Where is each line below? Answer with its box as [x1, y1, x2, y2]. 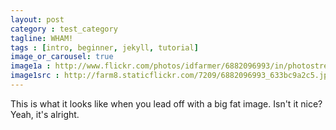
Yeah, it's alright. [10, 108, 80, 120]
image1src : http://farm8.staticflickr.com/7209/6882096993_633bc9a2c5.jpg [10, 71, 333, 81]
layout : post [10, 14, 65, 25]
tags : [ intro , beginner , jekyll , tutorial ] [10, 42, 199, 53]
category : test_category [10, 24, 118, 34]
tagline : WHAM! [10, 33, 74, 43]
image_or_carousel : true [10, 52, 114, 62]
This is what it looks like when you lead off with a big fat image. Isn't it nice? [10, 97, 323, 110]
